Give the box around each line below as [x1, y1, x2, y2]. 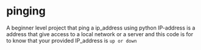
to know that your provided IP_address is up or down [6, 37, 137, 44]
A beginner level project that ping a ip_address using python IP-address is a [6, 24, 196, 31]
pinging [6, 4, 46, 18]
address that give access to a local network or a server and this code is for [6, 30, 194, 37]
